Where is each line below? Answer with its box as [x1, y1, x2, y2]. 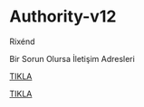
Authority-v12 [9, 6, 117, 27]
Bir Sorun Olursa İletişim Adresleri [9, 53, 136, 64]
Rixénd [9, 36, 35, 47]
